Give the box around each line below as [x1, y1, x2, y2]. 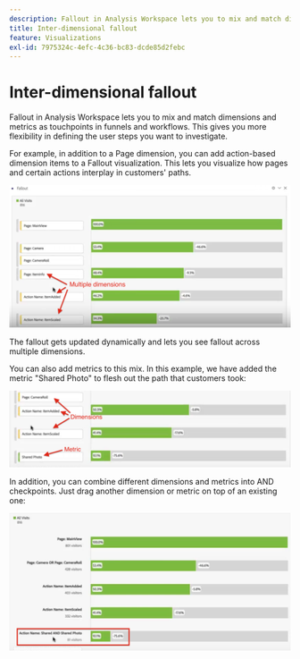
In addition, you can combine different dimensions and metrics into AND [9, 477, 274, 487]
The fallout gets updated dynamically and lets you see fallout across [9, 336, 261, 347]
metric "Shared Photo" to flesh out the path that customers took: [9, 372, 247, 384]
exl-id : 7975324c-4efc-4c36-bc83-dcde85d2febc [9, 43, 186, 52]
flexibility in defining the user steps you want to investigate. [9, 131, 228, 142]
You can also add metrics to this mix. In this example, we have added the [9, 363, 277, 374]
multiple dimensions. [9, 345, 86, 357]
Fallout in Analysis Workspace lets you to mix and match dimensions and [9, 112, 277, 123]
